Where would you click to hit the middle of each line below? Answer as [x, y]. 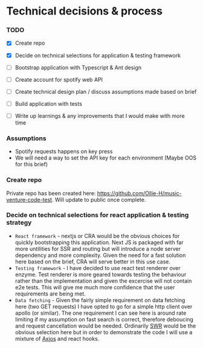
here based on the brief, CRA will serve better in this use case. [93, 262]
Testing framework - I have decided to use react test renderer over [98, 268]
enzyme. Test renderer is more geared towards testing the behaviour [101, 274]
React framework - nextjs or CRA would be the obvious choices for [97, 236]
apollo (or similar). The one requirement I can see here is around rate [101, 313]
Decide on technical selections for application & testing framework [98, 55]
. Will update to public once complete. [99, 199]
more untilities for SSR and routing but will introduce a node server [98, 248]
